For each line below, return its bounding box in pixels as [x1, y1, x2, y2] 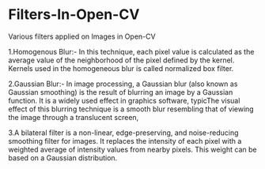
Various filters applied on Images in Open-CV [8, 32, 156, 41]
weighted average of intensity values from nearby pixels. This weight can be [8, 145, 257, 154]
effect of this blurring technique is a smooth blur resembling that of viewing [8, 104, 255, 114]
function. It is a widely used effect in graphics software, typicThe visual [8, 96, 240, 105]
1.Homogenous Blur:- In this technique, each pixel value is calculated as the [8, 47, 255, 56]
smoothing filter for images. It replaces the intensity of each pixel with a [8, 136, 242, 145]
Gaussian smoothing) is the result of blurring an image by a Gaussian [8, 87, 233, 96]
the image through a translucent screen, [8, 112, 139, 122]
